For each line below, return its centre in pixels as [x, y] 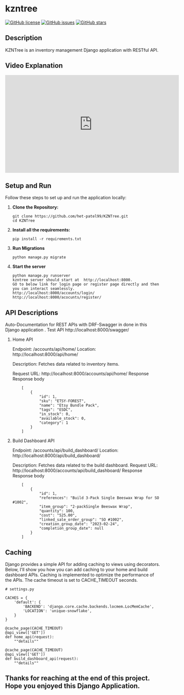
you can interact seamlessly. [44, 289]
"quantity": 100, [57, 511]
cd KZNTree [24, 221]
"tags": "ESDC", [56, 410]
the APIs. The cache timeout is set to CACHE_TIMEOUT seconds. [71, 580]
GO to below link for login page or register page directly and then [86, 284]
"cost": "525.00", [58, 515]
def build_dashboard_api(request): [42, 659]
